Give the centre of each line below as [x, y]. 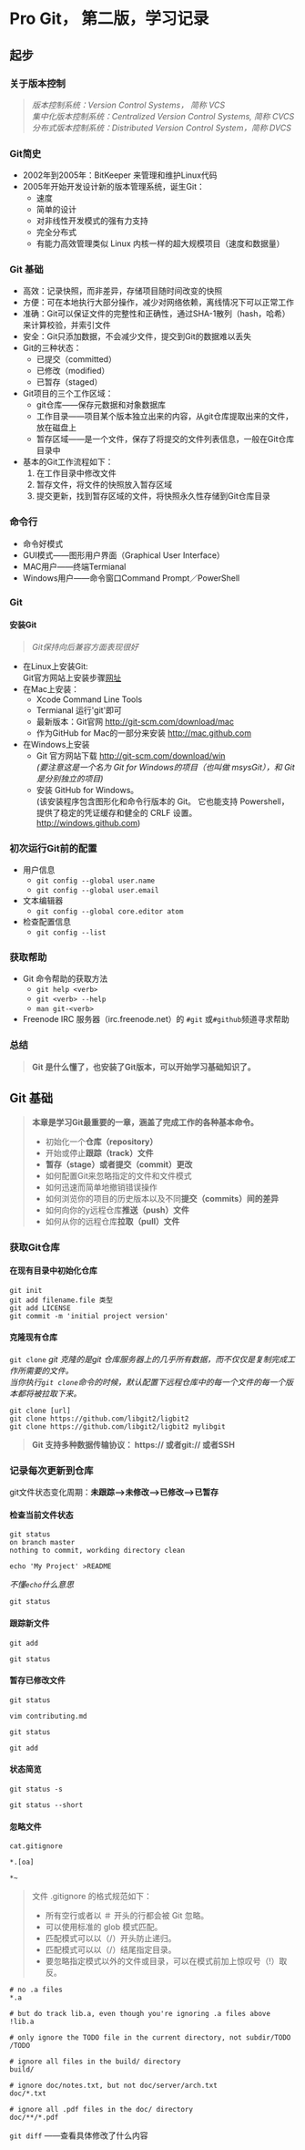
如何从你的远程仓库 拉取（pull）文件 [112, 1221]
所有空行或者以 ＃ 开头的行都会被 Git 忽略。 [127, 1916]
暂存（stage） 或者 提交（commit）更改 [119, 1164]
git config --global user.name [96, 881]
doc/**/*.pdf [34, 2118]
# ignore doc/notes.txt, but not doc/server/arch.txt [114, 2086]
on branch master [42, 1543]
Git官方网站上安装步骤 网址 [72, 677]
